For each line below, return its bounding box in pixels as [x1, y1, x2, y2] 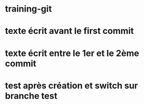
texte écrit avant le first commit [5, 26, 134, 37]
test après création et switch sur [5, 80, 138, 91]
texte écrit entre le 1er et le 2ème [5, 47, 140, 59]
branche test [5, 90, 58, 101]
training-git [5, 3, 52, 15]
